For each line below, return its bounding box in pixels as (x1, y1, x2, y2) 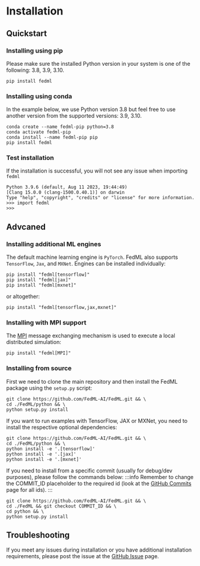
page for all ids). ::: (6, 486, 53, 493)
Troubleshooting (6, 530, 70, 541)
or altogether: (6, 293, 40, 300)
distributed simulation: (6, 339, 61, 346)
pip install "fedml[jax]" (6, 277, 71, 283)
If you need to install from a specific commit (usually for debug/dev (6, 466, 173, 474)
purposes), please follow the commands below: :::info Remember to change (6, 473, 194, 480)
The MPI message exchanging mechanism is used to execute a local (6, 332, 175, 339)
